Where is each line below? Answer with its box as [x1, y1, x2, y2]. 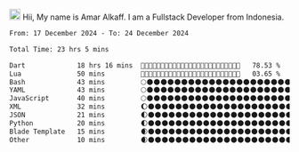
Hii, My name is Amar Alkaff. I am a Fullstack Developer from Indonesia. [21, 12, 285, 22]
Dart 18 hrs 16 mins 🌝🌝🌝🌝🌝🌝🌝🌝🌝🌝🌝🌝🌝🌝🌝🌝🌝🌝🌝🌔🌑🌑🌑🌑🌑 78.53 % [9, 60, 280, 70]
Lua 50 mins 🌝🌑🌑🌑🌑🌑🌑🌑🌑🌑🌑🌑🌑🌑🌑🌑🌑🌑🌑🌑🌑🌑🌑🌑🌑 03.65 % [9, 69, 280, 78]
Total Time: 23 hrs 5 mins [9, 44, 109, 53]
